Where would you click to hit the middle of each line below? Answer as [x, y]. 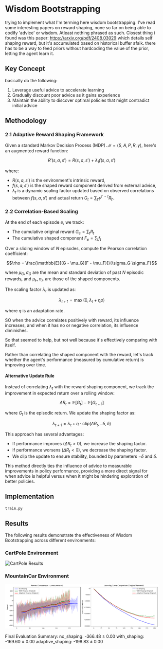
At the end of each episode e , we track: [45, 222]
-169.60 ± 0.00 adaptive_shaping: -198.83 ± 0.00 [54, 642]
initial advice [25, 105]
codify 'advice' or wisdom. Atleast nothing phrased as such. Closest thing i [80, 33]
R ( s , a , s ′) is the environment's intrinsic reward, [59, 180]
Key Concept [25, 69]
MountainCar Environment [37, 576]
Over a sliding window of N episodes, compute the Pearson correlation [76, 249]
